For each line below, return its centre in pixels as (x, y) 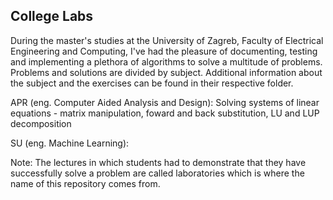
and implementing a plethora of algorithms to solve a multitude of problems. (166, 61)
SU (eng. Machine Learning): (70, 143)
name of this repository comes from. (85, 183)
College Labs (52, 16)
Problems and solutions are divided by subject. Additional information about (166, 72)
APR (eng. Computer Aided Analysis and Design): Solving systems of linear (165, 102)
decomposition (41, 123)
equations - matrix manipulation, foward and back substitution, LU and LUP (165, 113)
